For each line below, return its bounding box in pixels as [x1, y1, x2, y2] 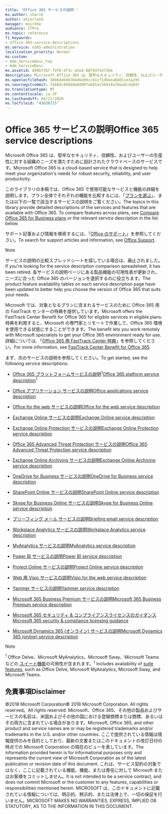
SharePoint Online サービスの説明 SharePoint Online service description [12, 489, 159, 495]
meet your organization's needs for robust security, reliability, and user [5, 170, 151, 176]
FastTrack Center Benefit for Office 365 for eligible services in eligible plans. [5, 314, 162, 320]
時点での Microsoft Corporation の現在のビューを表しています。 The [5, 744, 144, 750]
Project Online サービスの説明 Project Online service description [12, 564, 143, 570]
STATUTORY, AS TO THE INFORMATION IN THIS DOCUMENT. [5, 803, 133, 809]
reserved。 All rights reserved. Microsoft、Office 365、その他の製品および [5, 707, 158, 713]
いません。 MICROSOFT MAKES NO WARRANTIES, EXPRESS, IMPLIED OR [5, 797, 156, 803]
